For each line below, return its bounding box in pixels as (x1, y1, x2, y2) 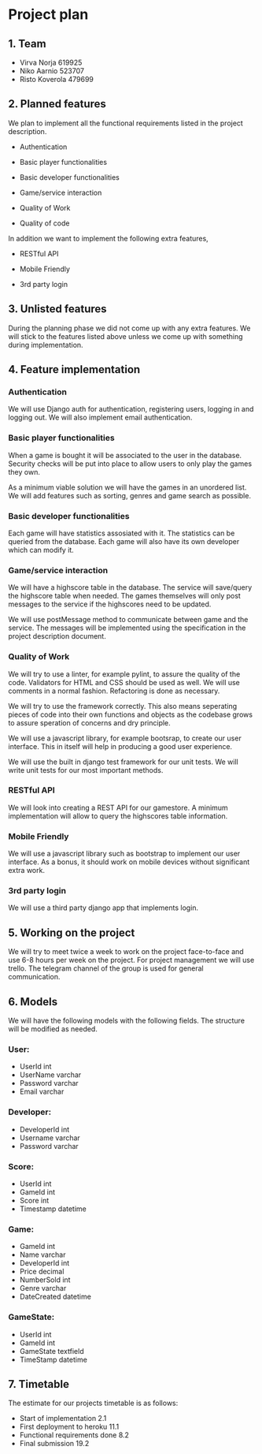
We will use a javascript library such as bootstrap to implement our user (8, 849, 241, 859)
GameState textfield (19, 1346, 84, 1355)
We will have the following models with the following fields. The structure (8, 1016, 245, 1026)
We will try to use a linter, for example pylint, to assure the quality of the (8, 669, 241, 679)
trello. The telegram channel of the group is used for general (8, 964, 205, 973)
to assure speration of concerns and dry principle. (8, 718, 171, 727)
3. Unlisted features (8, 302, 108, 316)
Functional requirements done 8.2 (19, 1430, 130, 1440)
